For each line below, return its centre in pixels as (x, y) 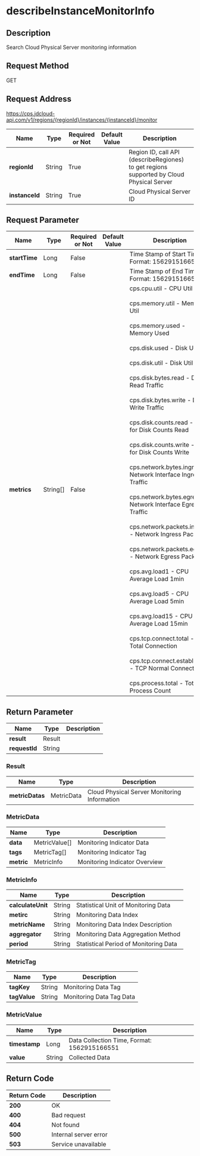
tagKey (20, 987)
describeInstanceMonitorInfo (80, 11)
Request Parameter (43, 220)
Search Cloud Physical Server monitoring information (71, 47)
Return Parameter (40, 712)
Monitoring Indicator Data (113, 843)
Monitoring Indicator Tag (112, 852)
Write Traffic (147, 408)
